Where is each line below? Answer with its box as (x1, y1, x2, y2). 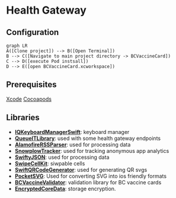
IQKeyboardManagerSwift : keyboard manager (14, 128, 130, 135)
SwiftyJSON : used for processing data (14, 154, 110, 161)
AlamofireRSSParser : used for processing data (14, 140, 131, 148)
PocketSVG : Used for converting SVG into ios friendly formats (14, 173, 167, 180)
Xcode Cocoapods (6, 95, 52, 103)
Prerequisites (6, 79, 57, 90)
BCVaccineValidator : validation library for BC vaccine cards (14, 178, 162, 186)
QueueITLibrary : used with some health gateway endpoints (14, 135, 161, 142)
